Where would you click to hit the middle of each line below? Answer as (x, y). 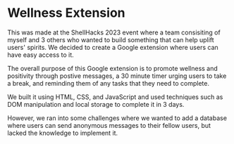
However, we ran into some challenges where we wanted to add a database (117, 118)
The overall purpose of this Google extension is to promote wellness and (113, 68)
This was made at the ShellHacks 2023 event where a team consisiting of (114, 32)
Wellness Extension (66, 13)
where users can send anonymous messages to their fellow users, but (109, 125)
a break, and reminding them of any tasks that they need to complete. (109, 83)
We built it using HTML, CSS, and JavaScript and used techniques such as (115, 97)
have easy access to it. (41, 55)
